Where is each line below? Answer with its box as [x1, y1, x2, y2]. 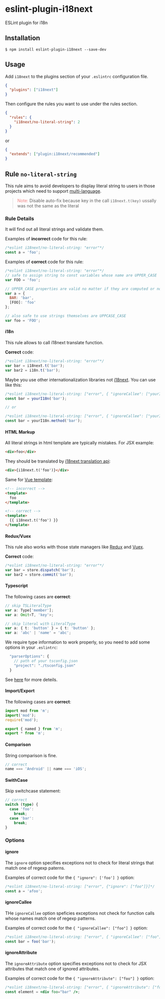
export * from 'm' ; [5, 731, 45, 736]
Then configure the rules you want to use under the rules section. [5, 101, 138, 107]
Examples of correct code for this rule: [5, 259, 83, 265]
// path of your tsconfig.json [14, 659, 78, 664]
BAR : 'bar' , [9, 295, 34, 300]
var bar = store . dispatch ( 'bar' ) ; [5, 568, 76, 573]
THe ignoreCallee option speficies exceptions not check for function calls [5, 910, 155, 916]
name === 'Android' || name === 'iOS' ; [5, 766, 87, 771]
